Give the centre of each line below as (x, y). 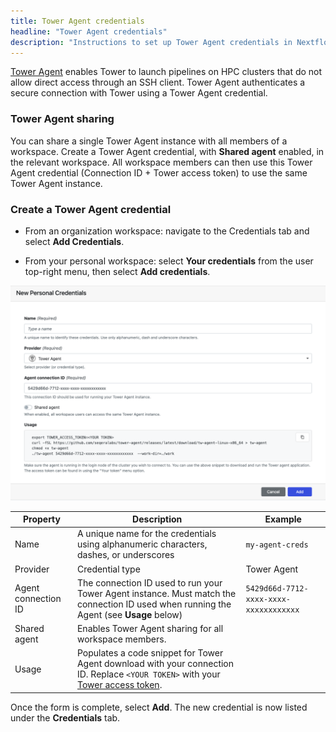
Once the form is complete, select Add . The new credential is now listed (159, 707)
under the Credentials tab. (65, 717)
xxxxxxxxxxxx (272, 610)
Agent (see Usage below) (129, 614)
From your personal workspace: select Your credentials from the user (169, 261)
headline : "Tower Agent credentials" (89, 31)
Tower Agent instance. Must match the (156, 593)
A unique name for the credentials (146, 534)
